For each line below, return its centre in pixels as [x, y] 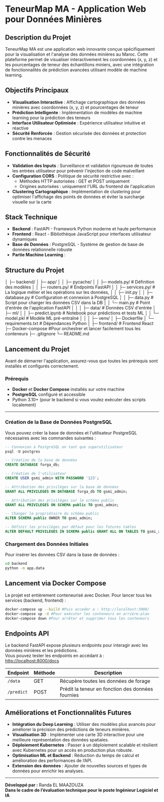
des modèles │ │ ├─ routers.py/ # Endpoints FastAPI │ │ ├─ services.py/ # [80, 287]
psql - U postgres [23, 452]
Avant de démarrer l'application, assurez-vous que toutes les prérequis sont [82, 361]
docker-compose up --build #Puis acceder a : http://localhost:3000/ [77, 609]
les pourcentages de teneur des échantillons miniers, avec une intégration [80, 65]
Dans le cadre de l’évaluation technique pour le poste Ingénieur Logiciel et [82, 790]
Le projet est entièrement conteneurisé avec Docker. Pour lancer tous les [79, 595]
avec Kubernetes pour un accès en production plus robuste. [72, 750]
